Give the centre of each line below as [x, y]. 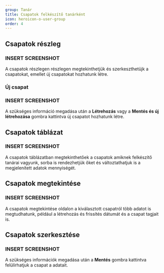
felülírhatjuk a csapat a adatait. [37, 265]
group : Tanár [19, 10]
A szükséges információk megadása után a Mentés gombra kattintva [76, 260]
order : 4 [14, 24]
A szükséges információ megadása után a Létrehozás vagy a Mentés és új [82, 111]
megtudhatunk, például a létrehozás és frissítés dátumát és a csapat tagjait [82, 214]
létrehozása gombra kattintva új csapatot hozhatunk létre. [65, 117]
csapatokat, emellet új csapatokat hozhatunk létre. [57, 74]
